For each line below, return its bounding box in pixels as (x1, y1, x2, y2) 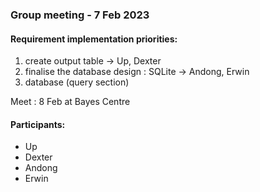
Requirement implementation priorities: (10, 33, 178, 45)
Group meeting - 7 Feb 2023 (10, 8, 150, 22)
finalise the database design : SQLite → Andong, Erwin (24, 66, 250, 78)
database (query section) (24, 76, 130, 88)
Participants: (10, 118, 66, 130)
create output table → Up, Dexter (24, 55, 162, 67)
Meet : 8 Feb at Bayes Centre (10, 96, 131, 108)
